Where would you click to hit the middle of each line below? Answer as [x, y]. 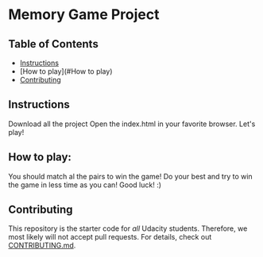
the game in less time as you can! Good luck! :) [85, 185]
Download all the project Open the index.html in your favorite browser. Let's [132, 124]
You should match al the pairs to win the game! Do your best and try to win [130, 176]
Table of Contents [54, 44]
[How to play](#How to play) [66, 71]
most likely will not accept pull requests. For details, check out [110, 237]
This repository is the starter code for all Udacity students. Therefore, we [128, 228]
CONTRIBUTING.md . [42, 245]
